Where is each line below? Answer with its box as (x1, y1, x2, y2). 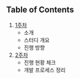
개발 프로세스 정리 (23, 66, 66, 74)
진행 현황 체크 (23, 59, 56, 66)
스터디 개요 (23, 36, 50, 44)
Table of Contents (6, 5, 75, 15)
